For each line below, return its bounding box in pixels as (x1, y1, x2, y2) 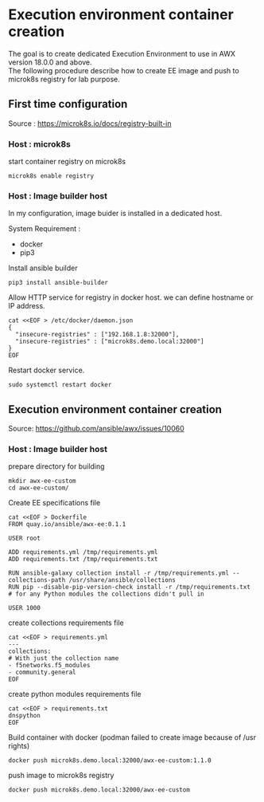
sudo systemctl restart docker (8, 381, 112, 389)
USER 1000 (8, 604, 41, 612)
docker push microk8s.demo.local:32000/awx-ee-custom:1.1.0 (8, 757, 212, 765)
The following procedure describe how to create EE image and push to (8, 65, 240, 75)
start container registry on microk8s (8, 157, 126, 167)
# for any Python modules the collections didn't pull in (8, 590, 204, 599)
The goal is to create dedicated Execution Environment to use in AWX (8, 49, 236, 58)
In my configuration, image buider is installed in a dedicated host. (8, 209, 223, 218)
